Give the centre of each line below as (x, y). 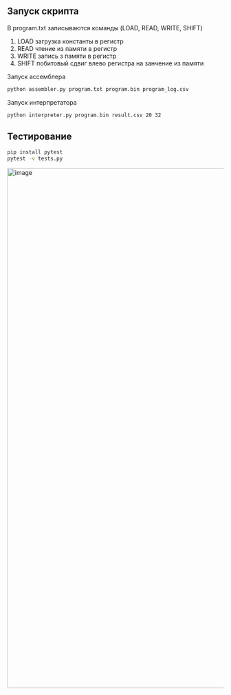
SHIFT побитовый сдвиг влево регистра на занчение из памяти (110, 63)
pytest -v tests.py (35, 159)
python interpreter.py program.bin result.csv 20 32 (84, 115)
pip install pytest (35, 152)
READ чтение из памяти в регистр (67, 48)
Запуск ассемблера (36, 76)
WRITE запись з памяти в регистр (67, 56)
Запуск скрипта (43, 11)
